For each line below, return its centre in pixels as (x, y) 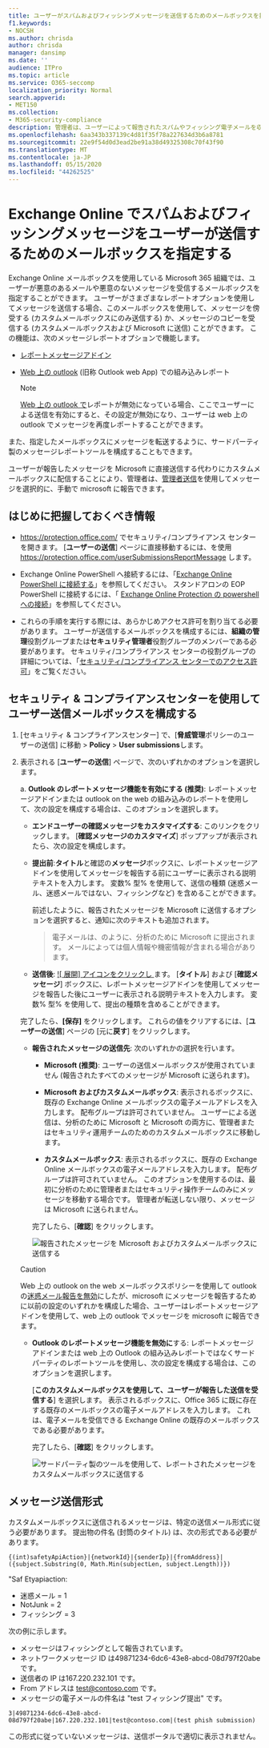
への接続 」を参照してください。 (72, 604)
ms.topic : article (39, 75)
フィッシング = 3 (48, 1614)
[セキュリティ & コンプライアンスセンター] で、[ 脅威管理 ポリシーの (130, 734)
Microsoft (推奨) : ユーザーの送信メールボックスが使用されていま (150, 1065)
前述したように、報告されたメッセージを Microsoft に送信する (134, 910)
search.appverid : (37, 98)
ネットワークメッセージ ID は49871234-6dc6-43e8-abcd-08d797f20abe (140, 1658)
